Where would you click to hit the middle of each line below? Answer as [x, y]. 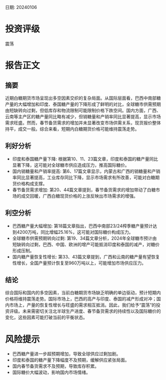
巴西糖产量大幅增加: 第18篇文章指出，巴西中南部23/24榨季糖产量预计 [83, 226]
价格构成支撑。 [32, 183]
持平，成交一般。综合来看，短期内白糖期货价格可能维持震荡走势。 [72, 129]
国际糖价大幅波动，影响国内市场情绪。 [51, 373]
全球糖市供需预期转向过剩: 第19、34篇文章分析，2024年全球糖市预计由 [84, 238]
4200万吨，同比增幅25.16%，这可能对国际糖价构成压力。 [75, 232]
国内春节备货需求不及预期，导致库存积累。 [56, 366]
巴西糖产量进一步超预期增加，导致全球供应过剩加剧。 [66, 354]
